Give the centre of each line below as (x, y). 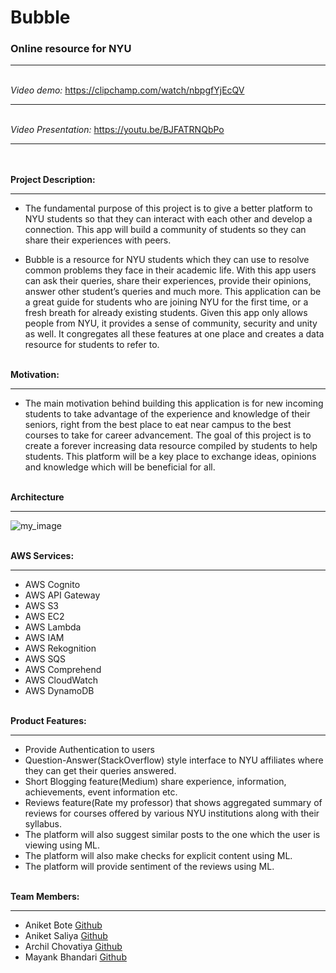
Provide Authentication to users (89, 750)
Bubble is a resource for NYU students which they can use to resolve (167, 260)
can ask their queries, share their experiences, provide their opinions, (168, 281)
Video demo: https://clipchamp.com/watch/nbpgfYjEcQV (127, 90)
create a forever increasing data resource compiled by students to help (171, 446)
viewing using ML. (62, 845)
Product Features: (48, 721)
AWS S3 (42, 606)
